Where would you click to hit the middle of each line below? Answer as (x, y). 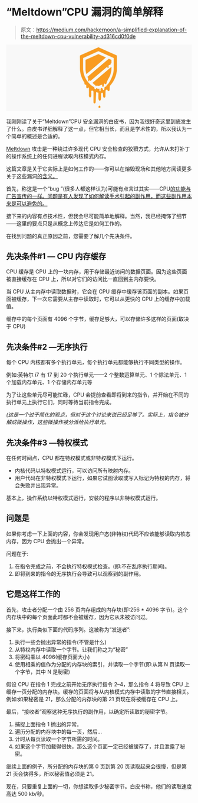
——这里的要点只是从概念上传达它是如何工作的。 (65, 223)
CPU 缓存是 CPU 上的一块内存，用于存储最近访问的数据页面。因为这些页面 (97, 272)
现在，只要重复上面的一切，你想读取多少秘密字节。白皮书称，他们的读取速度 (99, 786)
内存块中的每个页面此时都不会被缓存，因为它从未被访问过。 (78, 617)
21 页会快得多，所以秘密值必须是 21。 (52, 773)
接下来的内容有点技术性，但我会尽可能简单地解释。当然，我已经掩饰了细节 (96, 216)
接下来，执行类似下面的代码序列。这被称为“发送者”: (68, 629)
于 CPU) (16, 327)
